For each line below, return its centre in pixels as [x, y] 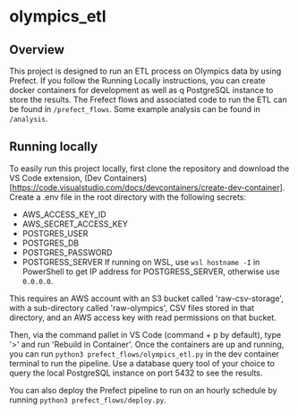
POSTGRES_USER [55, 233]
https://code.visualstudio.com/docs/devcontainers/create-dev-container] [148, 187]
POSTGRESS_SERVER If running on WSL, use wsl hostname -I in [141, 262]
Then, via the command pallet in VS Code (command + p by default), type [145, 334]
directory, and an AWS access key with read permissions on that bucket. [143, 317]
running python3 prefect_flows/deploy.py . [88, 400]
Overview [37, 50]
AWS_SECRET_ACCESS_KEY [75, 224]
